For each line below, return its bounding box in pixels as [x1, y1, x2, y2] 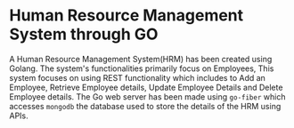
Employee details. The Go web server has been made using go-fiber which [9, 91, 286, 102]
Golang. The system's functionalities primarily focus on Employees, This [9, 63, 274, 74]
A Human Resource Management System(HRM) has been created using [9, 53, 273, 64]
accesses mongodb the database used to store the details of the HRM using [9, 100, 282, 111]
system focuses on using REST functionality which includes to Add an [9, 72, 265, 83]
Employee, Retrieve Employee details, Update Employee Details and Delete [9, 82, 283, 92]
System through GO [9, 24, 159, 44]
